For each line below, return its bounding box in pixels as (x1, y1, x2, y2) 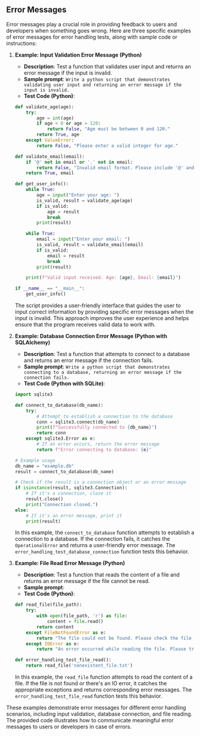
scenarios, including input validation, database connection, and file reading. (6, 710, 193, 717)
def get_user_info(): (14, 181, 69, 187)
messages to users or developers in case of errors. (6, 723, 132, 731)
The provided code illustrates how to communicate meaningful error (6, 717, 174, 724)
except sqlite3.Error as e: (26, 436, 96, 441)
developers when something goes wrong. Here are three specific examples (6, 27, 191, 34)
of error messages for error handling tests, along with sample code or (6, 33, 178, 41)
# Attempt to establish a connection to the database (36, 413, 173, 419)
